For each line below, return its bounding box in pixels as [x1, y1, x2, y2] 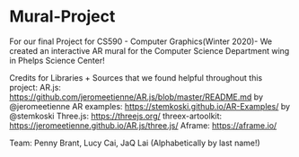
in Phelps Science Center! [9, 55, 105, 65]
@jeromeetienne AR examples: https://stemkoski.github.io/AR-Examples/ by [9, 100, 290, 111]
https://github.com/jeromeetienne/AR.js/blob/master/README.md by [9, 92, 263, 102]
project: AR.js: [9, 82, 61, 92]
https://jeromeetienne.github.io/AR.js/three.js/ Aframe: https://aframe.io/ [9, 119, 277, 131]
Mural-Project [9, 6, 116, 27]
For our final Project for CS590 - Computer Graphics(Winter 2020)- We [9, 36, 272, 47]
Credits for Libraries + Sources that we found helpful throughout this [9, 72, 263, 83]
